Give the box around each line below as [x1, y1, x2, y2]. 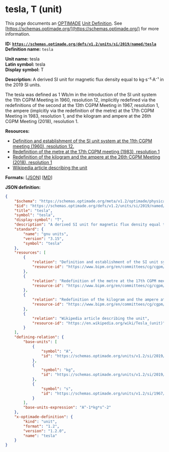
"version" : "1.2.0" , [23, 428, 66, 433]
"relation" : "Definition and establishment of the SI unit [32, 260, 158, 265]
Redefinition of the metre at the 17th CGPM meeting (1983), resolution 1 [12, 148, 160, 154]
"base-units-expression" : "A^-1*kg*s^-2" [23, 405, 112, 410]
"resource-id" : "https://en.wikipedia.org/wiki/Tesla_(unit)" [32, 320, 165, 326]
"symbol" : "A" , [41, 349, 73, 354]
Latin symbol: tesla [5, 61, 46, 67]
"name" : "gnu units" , [23, 231, 69, 237]
